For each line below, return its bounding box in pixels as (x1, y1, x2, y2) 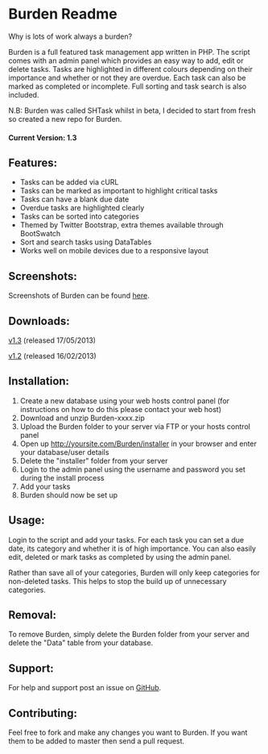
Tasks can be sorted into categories (19, 211, 139, 222)
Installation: (8, 374, 70, 388)
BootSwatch (19, 229, 61, 239)
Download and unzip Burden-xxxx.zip (19, 413, 145, 423)
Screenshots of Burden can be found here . (8, 291, 150, 301)
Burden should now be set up (19, 489, 118, 500)
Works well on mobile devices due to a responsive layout (19, 246, 209, 256)
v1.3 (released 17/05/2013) (8, 335, 97, 345)
